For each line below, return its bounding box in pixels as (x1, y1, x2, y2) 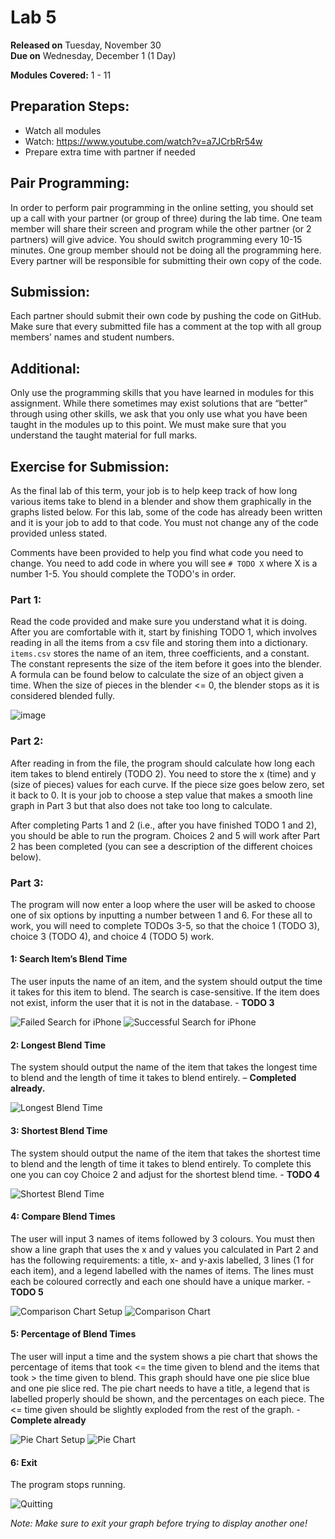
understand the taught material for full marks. (10, 429, 198, 441)
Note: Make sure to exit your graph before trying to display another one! (10, 1517, 308, 1530)
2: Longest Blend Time (10, 1039, 107, 1051)
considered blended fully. (10, 690, 116, 702)
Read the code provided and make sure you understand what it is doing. (10, 616, 308, 628)
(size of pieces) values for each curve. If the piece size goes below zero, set (10, 778, 325, 790)
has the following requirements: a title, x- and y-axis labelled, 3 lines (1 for (10, 1254, 315, 1266)
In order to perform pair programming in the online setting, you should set (10, 201, 314, 213)
